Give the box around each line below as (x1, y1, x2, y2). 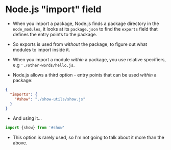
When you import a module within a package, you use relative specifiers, (12, 56, 166, 62)
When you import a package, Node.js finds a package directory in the (12, 20, 159, 27)
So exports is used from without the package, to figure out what (12, 41, 148, 47)
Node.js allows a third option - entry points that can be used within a (12, 71, 157, 78)
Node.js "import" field (5, 4, 102, 15)
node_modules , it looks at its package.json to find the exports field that (12, 26, 158, 32)
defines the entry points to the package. (12, 31, 97, 37)
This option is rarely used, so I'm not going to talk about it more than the (12, 134, 164, 141)
